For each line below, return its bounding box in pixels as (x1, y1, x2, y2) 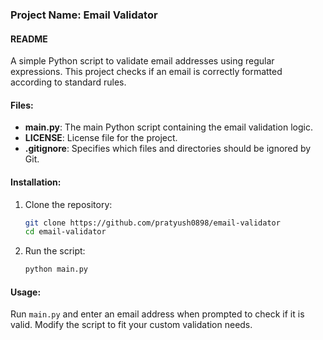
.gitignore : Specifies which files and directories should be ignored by (24, 143, 312, 155)
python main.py (24, 264, 89, 275)
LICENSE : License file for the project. (24, 132, 178, 144)
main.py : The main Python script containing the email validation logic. (24, 121, 313, 133)
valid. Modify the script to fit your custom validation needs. (10, 319, 253, 331)
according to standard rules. (10, 76, 127, 88)
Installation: (10, 176, 62, 188)
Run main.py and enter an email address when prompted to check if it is (10, 308, 305, 320)
